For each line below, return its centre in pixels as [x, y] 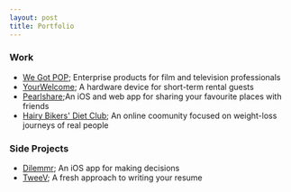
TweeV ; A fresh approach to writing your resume [112, 178]
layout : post [34, 18]
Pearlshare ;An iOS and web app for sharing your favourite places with [152, 96]
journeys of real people [65, 125]
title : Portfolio [42, 26]
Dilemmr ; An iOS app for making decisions [101, 169]
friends [36, 105]
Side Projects [39, 148]
